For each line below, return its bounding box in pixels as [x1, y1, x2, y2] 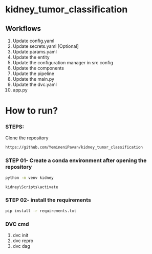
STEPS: [5, 123, 25, 131]
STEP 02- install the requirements [5, 196, 91, 204]
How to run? [5, 105, 58, 117]
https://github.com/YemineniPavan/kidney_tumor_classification [5, 145, 143, 150]
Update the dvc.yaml [12, 81, 57, 87]
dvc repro [12, 238, 34, 244]
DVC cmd [5, 220, 29, 227]
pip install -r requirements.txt [5, 208, 77, 213]
